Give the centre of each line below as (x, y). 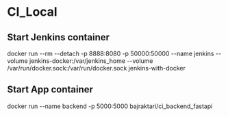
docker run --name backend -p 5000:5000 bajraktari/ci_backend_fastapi (110, 106)
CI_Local (32, 12)
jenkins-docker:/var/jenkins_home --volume (91, 61)
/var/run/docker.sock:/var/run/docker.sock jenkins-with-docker (97, 68)
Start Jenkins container (59, 37)
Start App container (50, 90)
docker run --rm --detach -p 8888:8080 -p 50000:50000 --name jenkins (111, 53)
